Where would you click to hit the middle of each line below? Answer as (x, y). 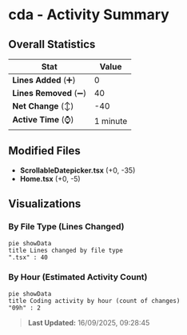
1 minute (111, 121)
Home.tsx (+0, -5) (50, 178)
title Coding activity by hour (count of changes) (94, 301)
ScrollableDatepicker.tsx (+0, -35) (78, 170)
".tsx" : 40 (28, 257)
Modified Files (45, 151)
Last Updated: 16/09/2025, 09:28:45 (89, 322)
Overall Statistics (52, 44)
